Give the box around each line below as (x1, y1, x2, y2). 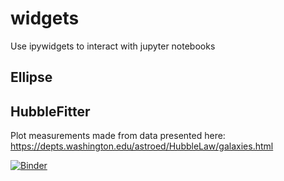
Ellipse (10, 69, 53, 86)
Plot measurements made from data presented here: (10, 130, 226, 142)
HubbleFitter (10, 103, 91, 120)
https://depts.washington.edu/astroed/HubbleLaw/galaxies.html (10, 140, 274, 152)
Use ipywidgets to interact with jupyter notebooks (10, 40, 216, 52)
